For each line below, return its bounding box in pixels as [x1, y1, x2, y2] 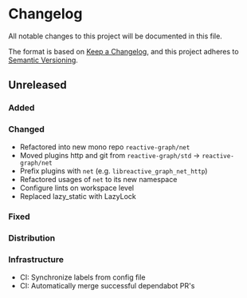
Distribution [8, 232, 56, 244]
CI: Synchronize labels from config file [19, 272, 146, 282]
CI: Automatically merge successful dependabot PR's [19, 280, 195, 290]
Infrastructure [8, 254, 65, 265]
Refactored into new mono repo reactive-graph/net [19, 141, 190, 152]
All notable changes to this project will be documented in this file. [8, 31, 223, 41]
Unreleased [8, 78, 68, 92]
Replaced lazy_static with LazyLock [19, 191, 137, 201]
